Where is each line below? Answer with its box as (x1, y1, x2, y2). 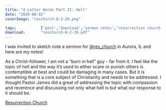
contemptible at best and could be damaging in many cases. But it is (5, 69, 145, 75)
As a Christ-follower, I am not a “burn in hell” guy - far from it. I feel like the (5, 58, 158, 64)
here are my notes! (5, 49, 44, 55)
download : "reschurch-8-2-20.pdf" (5, 30, 90, 35)
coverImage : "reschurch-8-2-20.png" (5, 16, 81, 21)
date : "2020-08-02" (5, 12, 46, 17)
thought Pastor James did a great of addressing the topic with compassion (5, 80, 158, 86)
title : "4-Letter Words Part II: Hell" (5, 7, 88, 12)
